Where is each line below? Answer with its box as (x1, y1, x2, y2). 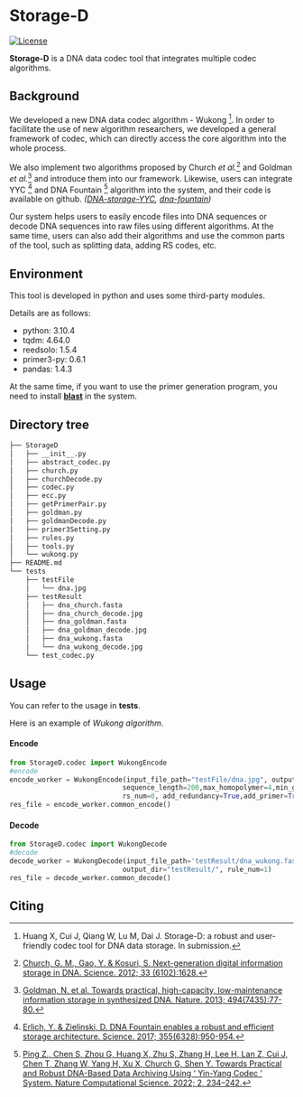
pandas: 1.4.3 (22, 363, 73, 375)
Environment (9, 266, 84, 281)
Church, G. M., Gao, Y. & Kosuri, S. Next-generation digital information (22, 958, 283, 969)
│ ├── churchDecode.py (9, 474, 103, 483)
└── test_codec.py (25, 651, 95, 660)
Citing (9, 898, 44, 914)
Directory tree (9, 417, 90, 432)
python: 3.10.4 (22, 325, 76, 336)
